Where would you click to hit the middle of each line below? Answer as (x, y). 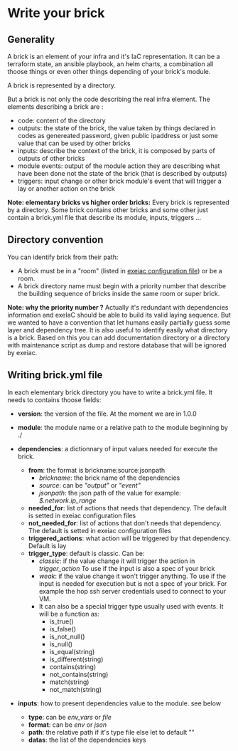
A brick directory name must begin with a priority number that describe (121, 285)
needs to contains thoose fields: (54, 399)
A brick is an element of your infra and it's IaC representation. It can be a (114, 56)
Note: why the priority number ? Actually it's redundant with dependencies (118, 307)
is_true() (61, 621)
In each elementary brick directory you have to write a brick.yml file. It (110, 392)
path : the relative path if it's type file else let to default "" (112, 732)
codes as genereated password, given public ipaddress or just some (118, 136)
